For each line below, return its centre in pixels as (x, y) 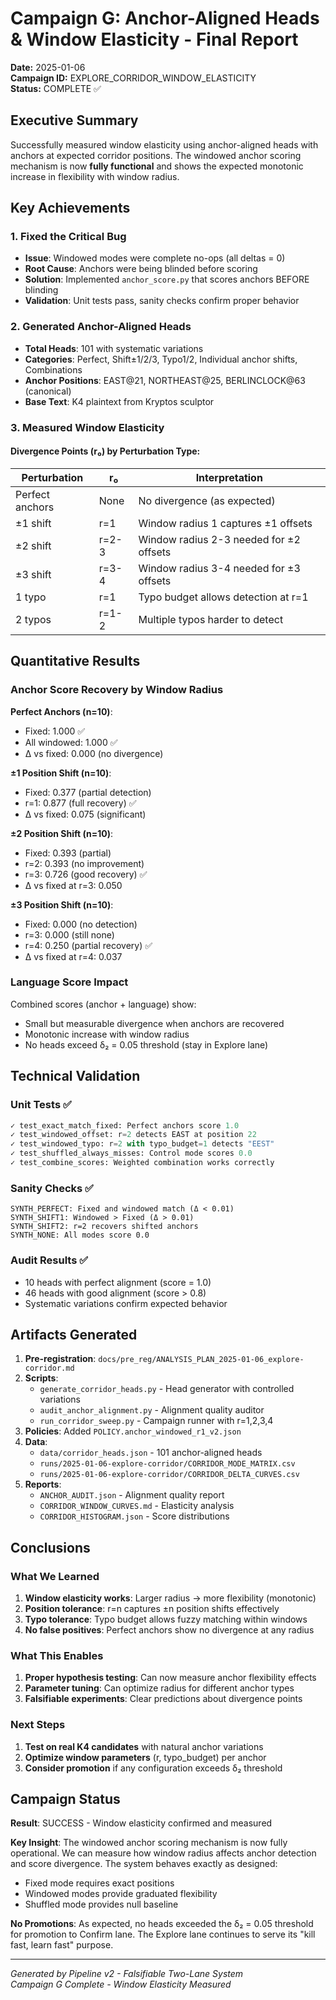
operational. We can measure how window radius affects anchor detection (163, 1853)
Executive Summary (74, 120)
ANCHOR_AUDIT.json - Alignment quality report (132, 1495)
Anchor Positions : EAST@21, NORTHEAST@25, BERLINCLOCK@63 (165, 380)
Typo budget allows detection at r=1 (223, 597)
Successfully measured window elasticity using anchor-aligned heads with (164, 144)
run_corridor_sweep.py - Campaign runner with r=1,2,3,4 (156, 1421)
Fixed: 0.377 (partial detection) (88, 792)
